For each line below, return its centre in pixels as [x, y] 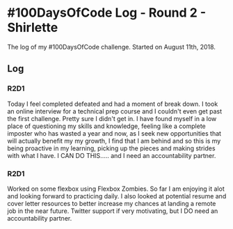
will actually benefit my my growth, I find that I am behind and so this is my [114, 141]
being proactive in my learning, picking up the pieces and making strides [111, 148]
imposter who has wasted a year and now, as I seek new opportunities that [114, 133]
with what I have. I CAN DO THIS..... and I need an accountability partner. [112, 155]
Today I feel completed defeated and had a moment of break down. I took [113, 104]
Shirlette [33, 27]
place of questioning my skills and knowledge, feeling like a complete [107, 126]
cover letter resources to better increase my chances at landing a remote [112, 203]
